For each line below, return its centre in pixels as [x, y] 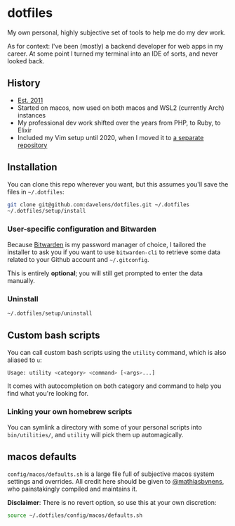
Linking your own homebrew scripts [70, 412]
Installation [32, 167]
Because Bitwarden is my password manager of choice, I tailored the [107, 244]
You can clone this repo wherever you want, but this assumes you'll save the [118, 184]
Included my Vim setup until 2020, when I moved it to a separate [110, 137]
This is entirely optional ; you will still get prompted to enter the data [105, 273]
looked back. [26, 61]
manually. [21, 280]
